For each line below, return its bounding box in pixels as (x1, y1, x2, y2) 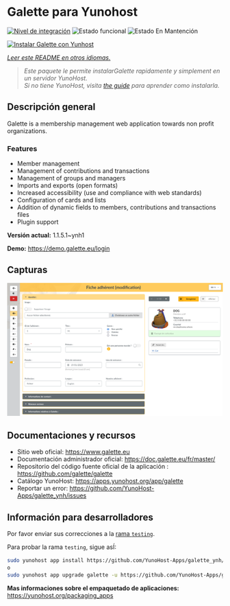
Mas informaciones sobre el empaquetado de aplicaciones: (7, 584, 179, 592)
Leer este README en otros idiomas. (7, 53, 111, 62)
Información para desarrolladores (7, 511, 154, 523)
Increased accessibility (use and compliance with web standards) (16, 189, 202, 197)
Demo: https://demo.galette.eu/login (7, 244, 110, 253)
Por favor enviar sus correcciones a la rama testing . (7, 530, 155, 538)
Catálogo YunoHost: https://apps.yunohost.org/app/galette (16, 477, 183, 485)
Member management (16, 159, 80, 168)
